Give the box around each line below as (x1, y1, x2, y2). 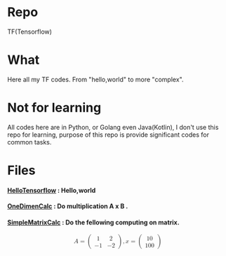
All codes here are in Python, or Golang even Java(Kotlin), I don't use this (7, 123, 219, 131)
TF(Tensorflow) (7, 27, 53, 36)
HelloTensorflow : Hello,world (7, 186, 96, 194)
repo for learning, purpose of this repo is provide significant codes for (7, 130, 209, 139)
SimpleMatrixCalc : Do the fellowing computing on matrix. (7, 218, 180, 227)
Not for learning (7, 100, 102, 116)
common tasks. (7, 137, 52, 146)
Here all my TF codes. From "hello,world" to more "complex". (7, 75, 184, 83)
